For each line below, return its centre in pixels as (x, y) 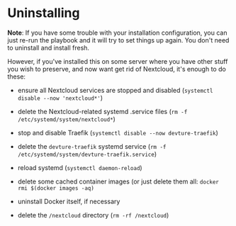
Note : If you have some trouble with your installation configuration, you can (117, 33)
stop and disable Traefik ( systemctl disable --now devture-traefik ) (118, 132)
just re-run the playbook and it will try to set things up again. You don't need (118, 40)
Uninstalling (44, 13)
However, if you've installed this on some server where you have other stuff (118, 61)
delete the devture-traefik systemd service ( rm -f (92, 146)
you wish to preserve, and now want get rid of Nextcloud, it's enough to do (117, 69)
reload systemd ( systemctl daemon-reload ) (80, 167)
